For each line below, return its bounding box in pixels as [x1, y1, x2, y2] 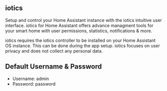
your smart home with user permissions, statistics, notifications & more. [5, 27, 153, 34]
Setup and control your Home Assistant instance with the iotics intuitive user [5, 17, 162, 23]
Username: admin [12, 76, 49, 82]
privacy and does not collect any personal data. [5, 48, 103, 54]
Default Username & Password [5, 62, 102, 71]
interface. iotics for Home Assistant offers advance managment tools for [5, 22, 154, 28]
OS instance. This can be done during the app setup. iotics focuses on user [5, 42, 161, 49]
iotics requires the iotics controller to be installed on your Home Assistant [5, 37, 156, 43]
